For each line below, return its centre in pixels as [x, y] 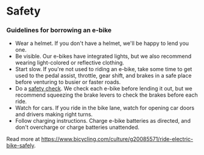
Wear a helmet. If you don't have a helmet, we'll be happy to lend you [102, 43]
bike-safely [20, 146]
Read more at [23, 139]
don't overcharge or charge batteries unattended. [77, 127]
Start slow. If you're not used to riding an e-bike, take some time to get [104, 69]
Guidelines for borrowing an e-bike [59, 30]
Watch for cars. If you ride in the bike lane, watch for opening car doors [105, 108]
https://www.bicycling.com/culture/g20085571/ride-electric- [117, 139]
